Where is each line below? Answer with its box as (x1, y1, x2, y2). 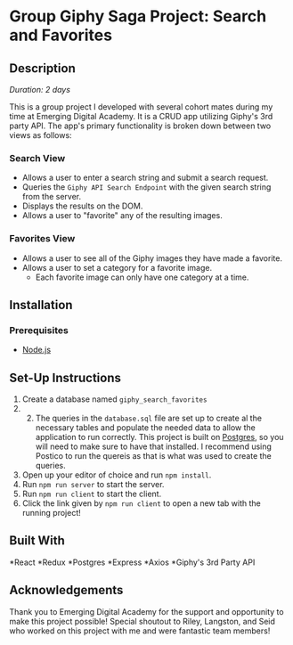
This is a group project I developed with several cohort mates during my (9, 102, 273, 112)
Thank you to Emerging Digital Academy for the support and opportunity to (9, 606, 284, 616)
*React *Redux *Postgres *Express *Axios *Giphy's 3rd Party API (9, 557, 256, 567)
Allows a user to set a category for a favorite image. (21, 262, 212, 273)
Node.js (21, 345, 52, 355)
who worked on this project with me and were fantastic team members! (9, 625, 271, 636)
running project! (21, 508, 82, 518)
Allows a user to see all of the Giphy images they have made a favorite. (21, 252, 283, 264)
